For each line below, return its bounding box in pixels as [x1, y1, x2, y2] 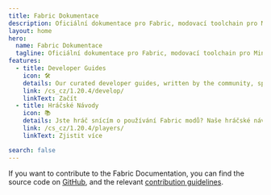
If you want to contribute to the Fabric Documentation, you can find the [8, 168, 244, 178]
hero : [8, 34, 27, 43]
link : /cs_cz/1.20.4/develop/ [23, 86, 125, 95]
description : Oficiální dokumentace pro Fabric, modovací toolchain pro [8, 19, 258, 27]
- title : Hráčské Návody [15, 102, 99, 110]
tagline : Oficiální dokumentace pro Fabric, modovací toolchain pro [15, 49, 251, 57]
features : [8, 57, 42, 65]
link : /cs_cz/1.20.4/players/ [23, 124, 125, 132]
